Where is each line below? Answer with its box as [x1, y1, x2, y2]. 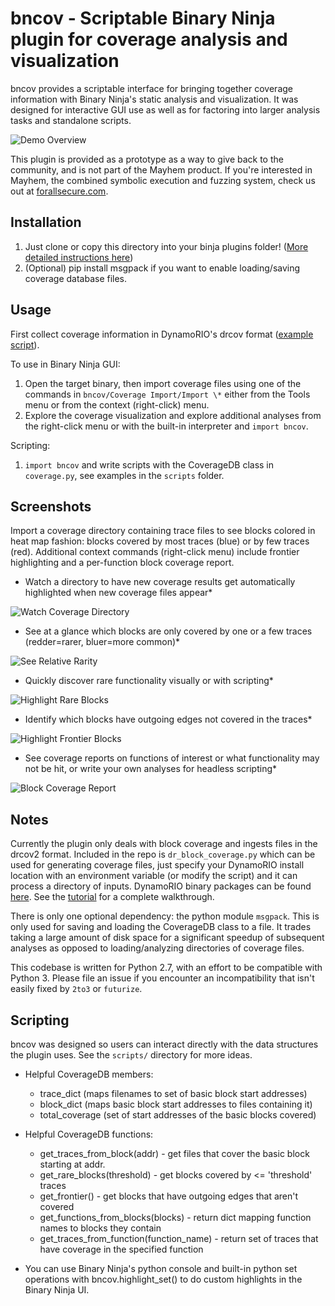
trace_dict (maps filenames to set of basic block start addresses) [39, 1088, 308, 1099]
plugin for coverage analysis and [10, 28, 288, 51]
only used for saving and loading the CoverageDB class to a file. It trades [10, 921, 312, 933]
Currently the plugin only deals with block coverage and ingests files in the [10, 838, 318, 850]
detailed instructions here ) [24, 251, 134, 263]
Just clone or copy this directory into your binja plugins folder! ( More [24, 240, 309, 252]
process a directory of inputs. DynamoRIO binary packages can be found [10, 880, 312, 892]
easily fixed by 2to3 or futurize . [10, 983, 143, 995]
